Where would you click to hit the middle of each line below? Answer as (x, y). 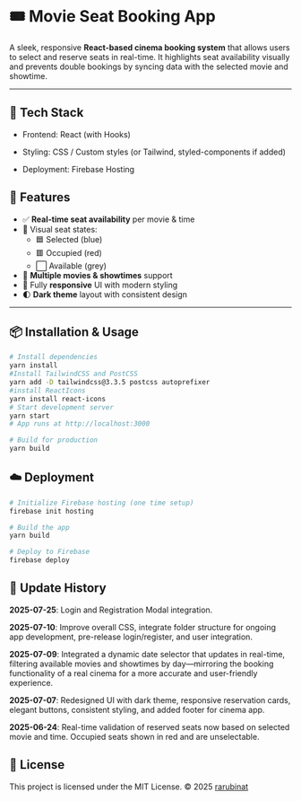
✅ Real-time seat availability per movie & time (108, 219)
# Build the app (39, 527)
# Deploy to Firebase (50, 552)
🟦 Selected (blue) (69, 239)
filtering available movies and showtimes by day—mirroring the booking (142, 664)
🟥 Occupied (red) (69, 252)
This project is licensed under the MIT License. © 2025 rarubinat (129, 787)
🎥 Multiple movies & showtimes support (97, 275)
